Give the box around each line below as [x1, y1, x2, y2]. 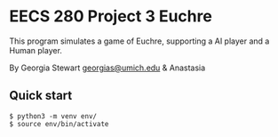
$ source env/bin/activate [9, 119, 109, 128]
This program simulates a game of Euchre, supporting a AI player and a [9, 36, 270, 46]
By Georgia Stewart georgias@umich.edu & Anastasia [9, 62, 206, 73]
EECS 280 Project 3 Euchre [9, 6, 213, 27]
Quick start [9, 88, 73, 103]
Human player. [9, 44, 62, 55]
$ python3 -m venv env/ [9, 111, 98, 121]
